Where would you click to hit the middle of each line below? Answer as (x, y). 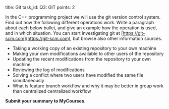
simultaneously (28, 80)
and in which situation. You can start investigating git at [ (64, 33)
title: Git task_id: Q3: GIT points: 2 (40, 7)
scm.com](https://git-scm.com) (38, 38)
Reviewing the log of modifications (48, 70)
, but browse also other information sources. (116, 38)
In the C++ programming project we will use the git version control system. (83, 17)
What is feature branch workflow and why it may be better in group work (88, 86)
